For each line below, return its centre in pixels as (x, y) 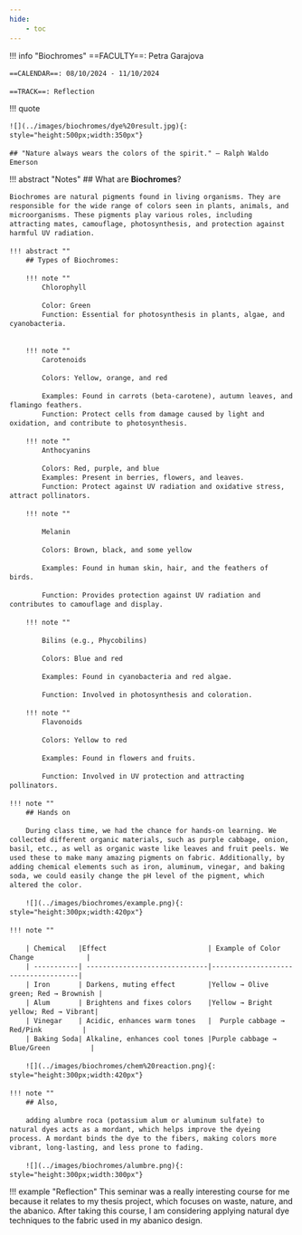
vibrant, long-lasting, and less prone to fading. (107, 1147)
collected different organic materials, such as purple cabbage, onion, (149, 839)
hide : (19, 19)
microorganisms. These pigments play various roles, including (131, 215)
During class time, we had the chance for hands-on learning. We (151, 830)
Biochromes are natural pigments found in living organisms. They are (145, 196)
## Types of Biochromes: (72, 260)
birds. (22, 577)
